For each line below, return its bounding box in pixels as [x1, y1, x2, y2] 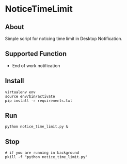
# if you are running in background [5, 150, 79, 155]
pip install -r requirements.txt [5, 98, 73, 103]
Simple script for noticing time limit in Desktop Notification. [5, 36, 123, 41]
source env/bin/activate [5, 94, 55, 99]
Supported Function [5, 50, 67, 58]
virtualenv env [5, 90, 36, 94]
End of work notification [12, 62, 61, 69]
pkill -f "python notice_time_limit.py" [5, 155, 88, 160]
